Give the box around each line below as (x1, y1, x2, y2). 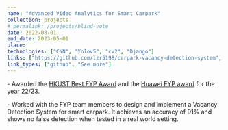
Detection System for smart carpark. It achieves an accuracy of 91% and (7, 107, 212, 116)
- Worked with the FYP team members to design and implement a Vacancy (7, 100, 218, 108)
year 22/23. (7, 87, 40, 95)
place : (7, 42, 26, 49)
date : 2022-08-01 (7, 29, 57, 36)
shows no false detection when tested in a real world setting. (7, 114, 179, 123)
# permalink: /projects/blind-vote (7, 23, 109, 29)
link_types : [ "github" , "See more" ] (7, 61, 112, 68)
